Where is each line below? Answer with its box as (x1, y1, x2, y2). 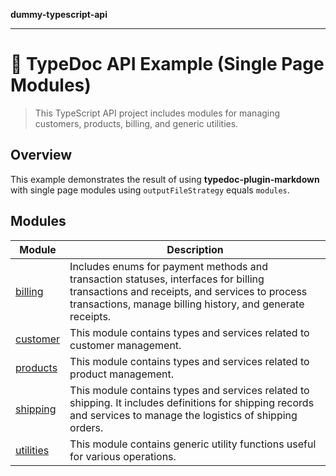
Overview (10, 147, 73, 164)
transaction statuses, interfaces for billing (69, 272, 265, 286)
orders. (69, 420, 104, 434)
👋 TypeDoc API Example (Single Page (10, 53, 325, 76)
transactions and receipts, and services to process (69, 284, 308, 298)
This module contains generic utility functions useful (69, 437, 317, 451)
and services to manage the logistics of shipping (69, 408, 298, 422)
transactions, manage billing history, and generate (69, 297, 305, 311)
